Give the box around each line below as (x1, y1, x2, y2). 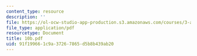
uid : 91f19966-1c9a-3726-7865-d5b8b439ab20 (6, 41, 114, 47)
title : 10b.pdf (6, 36, 43, 41)
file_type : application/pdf (6, 24, 75, 31)
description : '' (6, 14, 46, 20)
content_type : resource (6, 8, 64, 15)
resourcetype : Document (6, 30, 64, 36)
